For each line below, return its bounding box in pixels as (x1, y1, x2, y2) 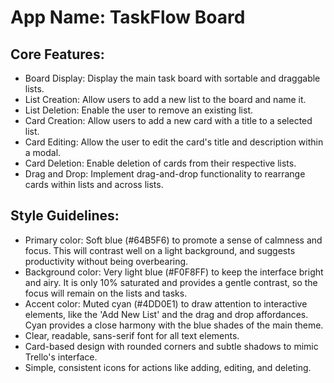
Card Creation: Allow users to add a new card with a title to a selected (24, 115, 313, 126)
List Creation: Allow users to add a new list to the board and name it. (24, 94, 307, 105)
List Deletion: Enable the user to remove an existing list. (24, 104, 253, 116)
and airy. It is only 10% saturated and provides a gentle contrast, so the (24, 276, 318, 288)
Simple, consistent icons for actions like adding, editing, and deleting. (24, 361, 312, 373)
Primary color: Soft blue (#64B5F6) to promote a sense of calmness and (24, 234, 323, 246)
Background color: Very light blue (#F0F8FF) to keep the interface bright (24, 266, 324, 278)
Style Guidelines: (10, 207, 120, 225)
